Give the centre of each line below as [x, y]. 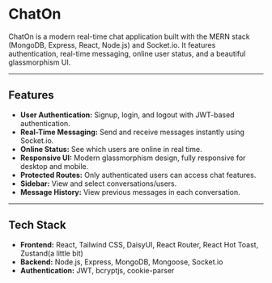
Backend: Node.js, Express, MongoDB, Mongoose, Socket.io [121, 262]
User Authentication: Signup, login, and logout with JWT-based [127, 115]
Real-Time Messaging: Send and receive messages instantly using [132, 132]
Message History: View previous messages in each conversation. [130, 192]
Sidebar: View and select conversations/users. [98, 184]
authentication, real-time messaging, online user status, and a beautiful [127, 53]
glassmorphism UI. [40, 62]
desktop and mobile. [54, 166]
